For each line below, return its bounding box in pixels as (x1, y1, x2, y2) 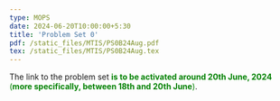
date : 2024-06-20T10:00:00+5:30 (9, 22, 131, 31)
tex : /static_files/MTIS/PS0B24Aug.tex (9, 47, 160, 56)
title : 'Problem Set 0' (9, 30, 99, 39)
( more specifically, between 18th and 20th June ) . (9, 81, 198, 92)
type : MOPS (9, 13, 51, 23)
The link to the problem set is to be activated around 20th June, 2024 (9, 71, 273, 82)
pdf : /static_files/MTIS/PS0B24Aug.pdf (9, 38, 160, 48)
